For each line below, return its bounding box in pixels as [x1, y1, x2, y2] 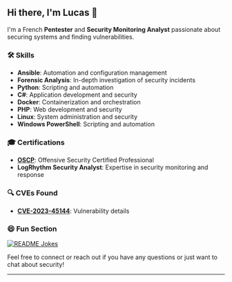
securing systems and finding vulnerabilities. [7, 32, 135, 41]
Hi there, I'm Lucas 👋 [7, 7, 98, 19]
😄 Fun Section [7, 224, 57, 234]
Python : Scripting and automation [17, 84, 114, 92]
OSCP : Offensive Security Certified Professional [17, 156, 154, 164]
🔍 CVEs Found [7, 188, 58, 198]
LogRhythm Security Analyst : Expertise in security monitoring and [17, 163, 209, 171]
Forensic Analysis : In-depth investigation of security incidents [17, 76, 195, 84]
